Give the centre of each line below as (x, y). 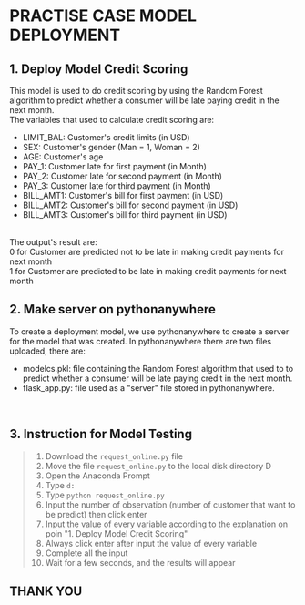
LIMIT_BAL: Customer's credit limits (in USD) (106, 137)
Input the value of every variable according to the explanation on (167, 524)
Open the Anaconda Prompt (97, 476)
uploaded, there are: (48, 351)
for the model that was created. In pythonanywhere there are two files (140, 341)
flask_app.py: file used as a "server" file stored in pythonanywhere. (148, 387)
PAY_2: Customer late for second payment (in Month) (122, 176)
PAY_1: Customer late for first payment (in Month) (115, 166)
